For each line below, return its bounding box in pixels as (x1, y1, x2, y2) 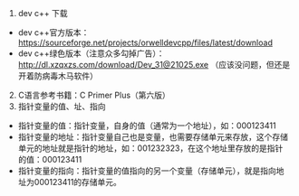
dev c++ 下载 (17, 8, 68, 18)
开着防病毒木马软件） (17, 70, 98, 81)
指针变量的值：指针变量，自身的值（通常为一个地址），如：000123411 (17, 120, 276, 131)
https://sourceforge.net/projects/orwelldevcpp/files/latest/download (17, 37, 274, 48)
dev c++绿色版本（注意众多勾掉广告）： (17, 48, 165, 59)
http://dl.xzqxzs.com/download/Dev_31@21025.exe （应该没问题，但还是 (17, 60, 291, 70)
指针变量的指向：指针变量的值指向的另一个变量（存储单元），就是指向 (17, 165, 276, 176)
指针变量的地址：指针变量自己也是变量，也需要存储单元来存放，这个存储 (17, 132, 288, 142)
